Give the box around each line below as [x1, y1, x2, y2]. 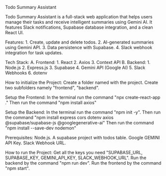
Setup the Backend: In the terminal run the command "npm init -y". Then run [5, 109, 161, 115]
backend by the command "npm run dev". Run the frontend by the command [5, 160, 162, 166]
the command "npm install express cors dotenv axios [5, 115, 114, 120]
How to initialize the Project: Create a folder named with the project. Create [5, 79, 159, 85]
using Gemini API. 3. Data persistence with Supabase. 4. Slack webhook [5, 45, 153, 50]
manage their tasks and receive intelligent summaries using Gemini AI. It [5, 19, 153, 25]
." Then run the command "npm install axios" [5, 100, 97, 106]
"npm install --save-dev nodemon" [5, 125, 77, 131]
